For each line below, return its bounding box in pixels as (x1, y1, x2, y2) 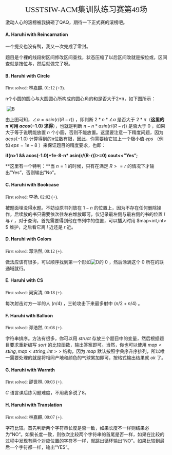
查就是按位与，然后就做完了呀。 (5, 61, 73, 67)
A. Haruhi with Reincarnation (5, 31, 68, 37)
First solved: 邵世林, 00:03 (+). (5, 380, 63, 385)
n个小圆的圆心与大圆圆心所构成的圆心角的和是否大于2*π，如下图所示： (5, 96, 156, 102)
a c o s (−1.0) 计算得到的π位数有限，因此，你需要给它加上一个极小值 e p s (5, 136, 154, 142)
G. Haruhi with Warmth (5, 367, 55, 373)
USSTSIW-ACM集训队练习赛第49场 (25, 5, 148, 14)
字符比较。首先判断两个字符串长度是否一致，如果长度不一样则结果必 (5, 425, 149, 431)
